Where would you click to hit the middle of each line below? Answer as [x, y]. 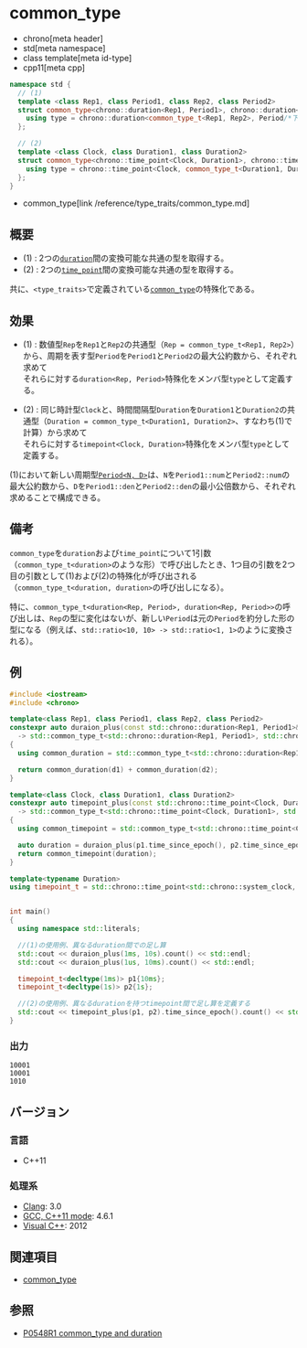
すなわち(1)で [268, 421]
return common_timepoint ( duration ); [87, 853]
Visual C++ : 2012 [55, 1226]
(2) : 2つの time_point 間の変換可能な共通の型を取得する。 [131, 270]
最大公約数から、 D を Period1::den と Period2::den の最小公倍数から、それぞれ [153, 487]
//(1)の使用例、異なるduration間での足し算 [92, 945]
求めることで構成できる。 [58, 497]
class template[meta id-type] [77, 58]
